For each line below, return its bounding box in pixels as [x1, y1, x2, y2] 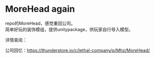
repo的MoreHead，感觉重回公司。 [5, 20, 76, 26]
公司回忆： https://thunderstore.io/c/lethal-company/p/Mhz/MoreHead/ [5, 47, 150, 53]
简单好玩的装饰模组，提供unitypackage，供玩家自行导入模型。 [5, 26, 133, 32]
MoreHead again [5, 3, 76, 15]
